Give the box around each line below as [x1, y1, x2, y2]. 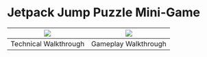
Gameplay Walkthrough [91, 39, 167, 48]
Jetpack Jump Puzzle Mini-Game [7, 5, 201, 20]
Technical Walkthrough [10, 39, 85, 48]
